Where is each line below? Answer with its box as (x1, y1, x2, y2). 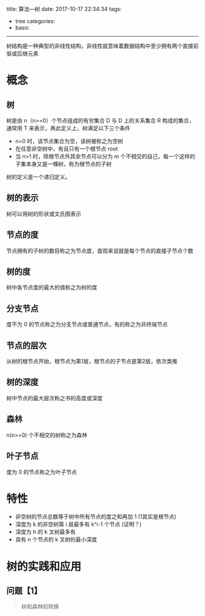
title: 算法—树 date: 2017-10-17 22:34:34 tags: (6, 5, 122, 12)
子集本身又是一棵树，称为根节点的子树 (15, 160, 112, 168)
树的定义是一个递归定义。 (6, 173, 71, 180)
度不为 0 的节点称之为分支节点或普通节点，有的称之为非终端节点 (6, 320, 168, 328)
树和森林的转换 (21, 603, 59, 611)
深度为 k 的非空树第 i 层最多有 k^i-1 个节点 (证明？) (15, 520, 142, 528)
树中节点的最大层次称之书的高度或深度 (6, 394, 103, 402)
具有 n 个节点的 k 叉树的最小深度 (15, 536, 98, 543)
